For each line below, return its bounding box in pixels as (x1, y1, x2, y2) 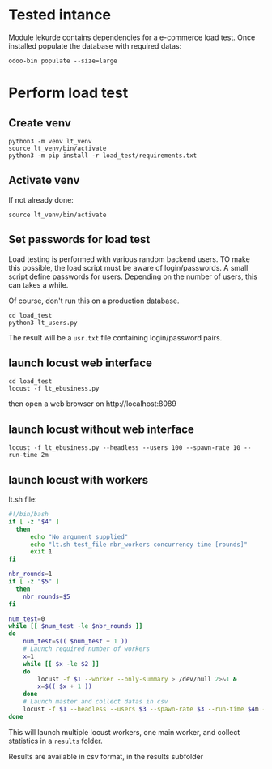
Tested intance (8, 6, 112, 24)
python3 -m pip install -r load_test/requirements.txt (8, 152, 198, 160)
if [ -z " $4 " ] (8, 517, 60, 526)
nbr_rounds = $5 (23, 592, 70, 600)
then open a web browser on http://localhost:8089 (8, 399, 176, 408)
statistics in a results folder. (8, 736, 103, 746)
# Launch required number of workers (23, 645, 151, 653)
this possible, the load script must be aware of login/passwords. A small (8, 263, 249, 272)
